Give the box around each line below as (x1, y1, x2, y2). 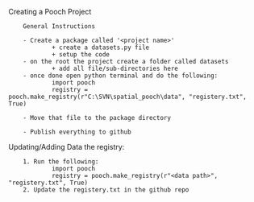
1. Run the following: (23, 158, 99, 166)
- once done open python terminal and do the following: (23, 72, 219, 80)
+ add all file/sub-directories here (51, 64, 179, 72)
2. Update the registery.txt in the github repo (23, 186, 189, 194)
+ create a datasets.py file (51, 43, 150, 52)
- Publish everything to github (23, 128, 131, 136)
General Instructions (23, 23, 95, 31)
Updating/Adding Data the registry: (8, 142, 125, 151)
